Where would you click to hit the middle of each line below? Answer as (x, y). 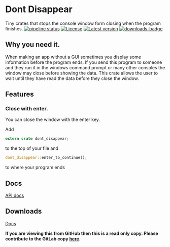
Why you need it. (33, 45)
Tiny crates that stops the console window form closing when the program (83, 23)
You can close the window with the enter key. (53, 119)
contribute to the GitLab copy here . (43, 238)
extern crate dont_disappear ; (37, 139)
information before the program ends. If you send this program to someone (84, 62)
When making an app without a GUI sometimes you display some (73, 57)
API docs (15, 195)
